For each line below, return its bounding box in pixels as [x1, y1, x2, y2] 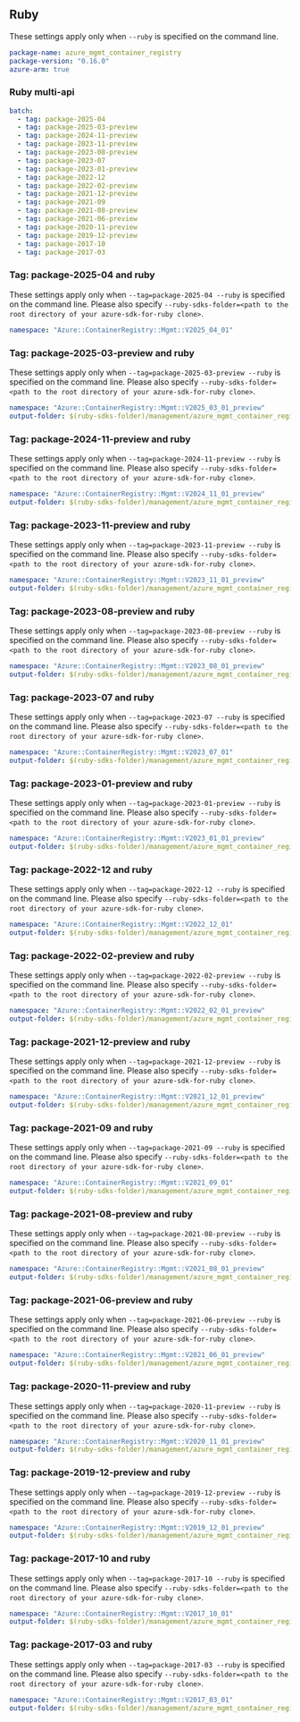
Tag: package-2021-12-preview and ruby [9, 1035, 191, 1048]
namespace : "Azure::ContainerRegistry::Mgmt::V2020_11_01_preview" [9, 1437, 266, 1446]
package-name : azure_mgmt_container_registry [9, 48, 181, 57]
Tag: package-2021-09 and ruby [9, 1122, 154, 1134]
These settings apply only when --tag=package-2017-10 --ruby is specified [9, 1573, 286, 1583]
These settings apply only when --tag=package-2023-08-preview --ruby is [9, 625, 281, 636]
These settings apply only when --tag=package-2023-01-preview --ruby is [9, 798, 281, 809]
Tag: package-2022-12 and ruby [9, 863, 154, 876]
